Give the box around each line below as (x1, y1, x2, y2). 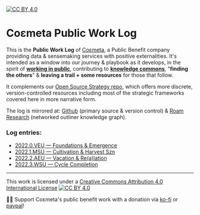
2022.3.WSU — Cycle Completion (14, 161, 98, 168)
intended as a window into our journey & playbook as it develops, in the (6, 58, 181, 66)
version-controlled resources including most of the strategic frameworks (6, 89, 185, 96)
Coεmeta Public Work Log (6, 27, 137, 40)
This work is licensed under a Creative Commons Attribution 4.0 (6, 178, 164, 185)
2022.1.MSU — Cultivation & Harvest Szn (14, 148, 115, 155)
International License (6, 185, 58, 192)
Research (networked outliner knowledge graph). (6, 113, 127, 120)
